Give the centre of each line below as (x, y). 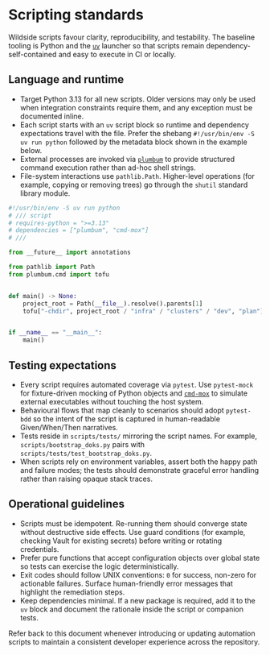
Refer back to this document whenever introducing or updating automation (132, 633)
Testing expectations (62, 365)
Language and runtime (66, 79)
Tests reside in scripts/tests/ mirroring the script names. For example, (138, 436)
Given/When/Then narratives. (69, 427)
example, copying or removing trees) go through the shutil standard (134, 184)
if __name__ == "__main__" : (55, 333)
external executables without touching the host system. (112, 401)
